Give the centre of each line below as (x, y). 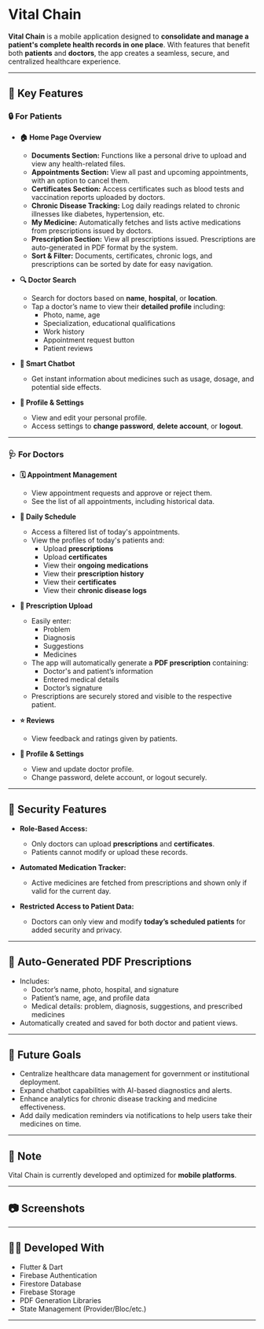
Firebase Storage (48, 1292)
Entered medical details (81, 679)
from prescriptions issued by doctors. (92, 231)
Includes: (34, 981)
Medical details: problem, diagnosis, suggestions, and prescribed (137, 1006)
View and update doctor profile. (82, 768)
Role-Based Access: (53, 828)
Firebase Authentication (58, 1275)
